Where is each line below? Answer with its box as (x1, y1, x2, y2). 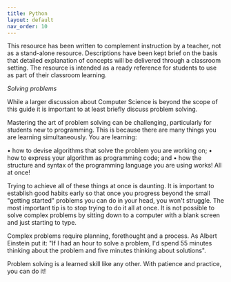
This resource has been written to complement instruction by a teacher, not (7, 42, 221, 50)
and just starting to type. (7, 219, 77, 227)
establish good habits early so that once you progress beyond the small (7, 189, 210, 197)
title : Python (7, 10, 48, 17)
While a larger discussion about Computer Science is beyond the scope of (7, 98, 219, 106)
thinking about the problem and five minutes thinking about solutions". (7, 246, 207, 255)
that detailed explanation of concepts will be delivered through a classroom (7, 57, 221, 65)
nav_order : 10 (7, 23, 48, 30)
